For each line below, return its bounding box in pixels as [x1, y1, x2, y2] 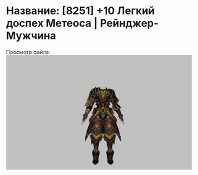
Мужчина [6, 29, 57, 42]
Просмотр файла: [6, 48, 51, 55]
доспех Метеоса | [6, 16, 98, 30]
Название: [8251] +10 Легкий [6, 4, 155, 18]
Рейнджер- [100, 16, 159, 30]
